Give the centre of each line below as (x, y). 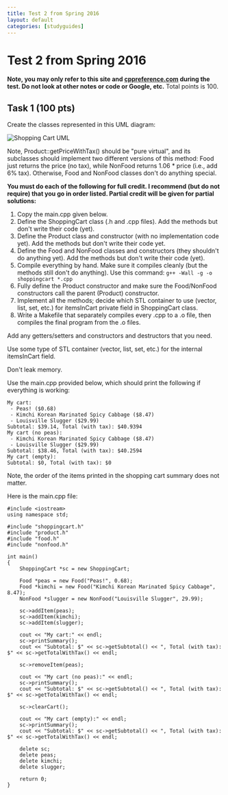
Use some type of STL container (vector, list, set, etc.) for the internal (105, 349)
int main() (23, 557)
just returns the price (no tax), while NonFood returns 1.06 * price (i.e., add (112, 166)
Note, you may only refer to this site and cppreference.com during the (109, 79)
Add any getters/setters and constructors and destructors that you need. (110, 336)
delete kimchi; (41, 761)
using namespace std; (38, 515)
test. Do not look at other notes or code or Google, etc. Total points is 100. (113, 87)
